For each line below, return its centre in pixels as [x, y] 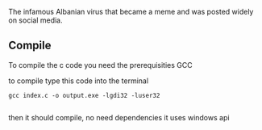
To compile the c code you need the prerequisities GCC [100, 65]
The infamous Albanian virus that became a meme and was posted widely [131, 12]
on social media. [35, 20]
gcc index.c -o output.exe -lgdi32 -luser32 [84, 95]
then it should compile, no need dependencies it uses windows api [119, 117]
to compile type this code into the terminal [79, 81]
